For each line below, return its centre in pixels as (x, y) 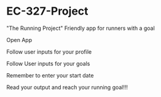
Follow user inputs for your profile (49, 52)
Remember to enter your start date (50, 75)
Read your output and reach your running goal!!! (67, 87)
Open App (19, 40)
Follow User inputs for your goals (48, 63)
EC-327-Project (47, 11)
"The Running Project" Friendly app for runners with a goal (80, 28)
